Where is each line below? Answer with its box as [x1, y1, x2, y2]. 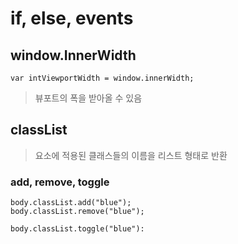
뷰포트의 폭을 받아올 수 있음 [34, 92, 143, 104]
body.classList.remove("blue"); [10, 207, 145, 217]
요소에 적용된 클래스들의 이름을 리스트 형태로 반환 [34, 149, 228, 161]
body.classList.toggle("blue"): [10, 224, 145, 234]
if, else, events [10, 7, 134, 30]
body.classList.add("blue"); [10, 198, 132, 208]
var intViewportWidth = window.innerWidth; [10, 73, 195, 83]
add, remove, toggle [10, 175, 110, 189]
